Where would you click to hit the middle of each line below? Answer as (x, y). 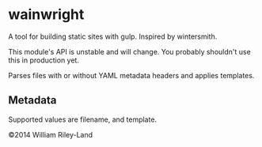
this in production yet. (44, 60)
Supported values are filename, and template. (82, 119)
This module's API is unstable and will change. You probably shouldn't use (129, 51)
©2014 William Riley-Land (51, 134)
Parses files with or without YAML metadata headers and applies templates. (131, 75)
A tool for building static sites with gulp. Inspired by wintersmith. (113, 36)
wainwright (46, 15)
